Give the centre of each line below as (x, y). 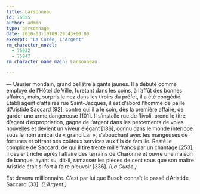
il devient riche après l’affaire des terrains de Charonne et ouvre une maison (99, 153)
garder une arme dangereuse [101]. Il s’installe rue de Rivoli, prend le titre (96, 116)
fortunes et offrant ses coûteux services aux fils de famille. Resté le (89, 141)
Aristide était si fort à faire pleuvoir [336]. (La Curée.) (72, 166)
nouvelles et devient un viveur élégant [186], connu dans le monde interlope (100, 128)
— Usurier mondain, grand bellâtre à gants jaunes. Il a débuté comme (92, 84)
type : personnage (28, 28)
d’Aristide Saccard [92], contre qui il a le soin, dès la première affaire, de (95, 109)
